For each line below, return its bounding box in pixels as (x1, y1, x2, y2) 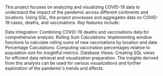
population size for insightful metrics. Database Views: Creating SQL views (5, 50, 155, 56)
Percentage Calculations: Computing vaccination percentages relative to (5, 45, 150, 50)
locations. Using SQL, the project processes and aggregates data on (5, 15, 142, 20)
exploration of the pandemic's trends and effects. (5, 65, 104, 71)
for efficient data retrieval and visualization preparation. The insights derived (5, 55, 159, 60)
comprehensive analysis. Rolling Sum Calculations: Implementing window (5, 34, 152, 40)
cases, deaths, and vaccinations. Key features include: (10, 19, 120, 25)
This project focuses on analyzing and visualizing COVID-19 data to (5, 4, 140, 10)
